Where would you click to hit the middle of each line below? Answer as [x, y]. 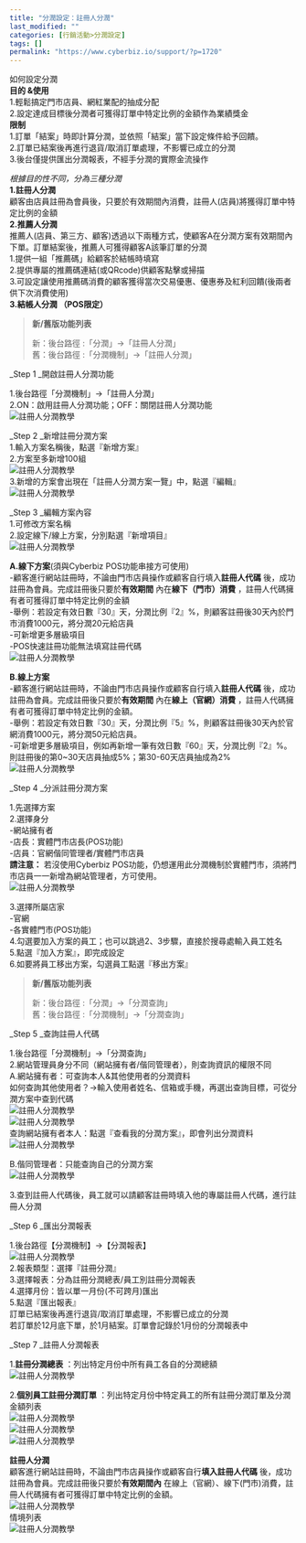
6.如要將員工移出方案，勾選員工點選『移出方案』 [101, 964]
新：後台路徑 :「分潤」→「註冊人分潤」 [106, 343]
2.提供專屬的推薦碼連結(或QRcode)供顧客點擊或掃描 [107, 270]
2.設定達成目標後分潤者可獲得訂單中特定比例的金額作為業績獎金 [129, 113]
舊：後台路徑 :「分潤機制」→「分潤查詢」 [110, 1014]
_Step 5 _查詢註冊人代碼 [55, 1034]
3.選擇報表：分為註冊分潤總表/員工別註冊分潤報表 [103, 1280]
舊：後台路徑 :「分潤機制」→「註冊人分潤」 [114, 355]
